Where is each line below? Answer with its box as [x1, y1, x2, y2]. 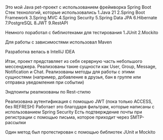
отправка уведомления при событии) [5, 79, 84, 85]
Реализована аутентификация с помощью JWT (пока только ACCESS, [5, 98, 153, 104]
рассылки [5, 120, 26, 125]
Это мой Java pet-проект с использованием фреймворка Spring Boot [5, 4, 152, 10]
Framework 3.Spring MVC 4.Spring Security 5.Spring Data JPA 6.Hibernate [5, 15, 158, 20]
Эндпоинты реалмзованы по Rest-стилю [5, 89, 91, 94]
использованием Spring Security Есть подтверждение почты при [5, 109, 142, 115]
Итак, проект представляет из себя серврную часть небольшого [5, 58, 142, 64]
